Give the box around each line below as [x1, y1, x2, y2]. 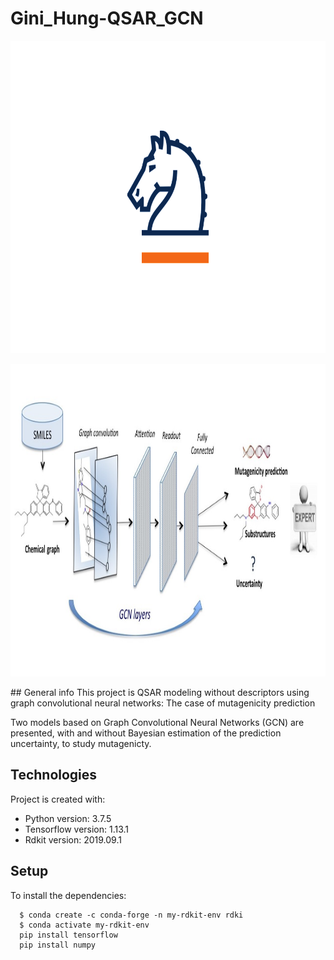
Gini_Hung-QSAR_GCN [10, 7, 204, 30]
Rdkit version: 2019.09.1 [24, 833, 122, 846]
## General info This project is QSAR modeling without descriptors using [10, 686, 310, 698]
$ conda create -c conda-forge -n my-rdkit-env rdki [19, 910, 244, 920]
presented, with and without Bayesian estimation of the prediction [10, 727, 282, 739]
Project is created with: [10, 793, 106, 805]
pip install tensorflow [19, 930, 118, 940]
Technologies [10, 767, 98, 784]
